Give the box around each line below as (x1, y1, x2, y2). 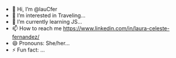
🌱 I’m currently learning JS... (11, 18, 82, 25)
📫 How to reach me (11, 25, 62, 32)
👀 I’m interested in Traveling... (11, 12, 86, 19)
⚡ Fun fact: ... (11, 46, 45, 53)
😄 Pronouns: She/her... (11, 40, 70, 47)
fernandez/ (11, 33, 40, 40)
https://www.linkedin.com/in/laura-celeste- (62, 25, 170, 32)
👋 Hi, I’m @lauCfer (11, 6, 58, 12)
